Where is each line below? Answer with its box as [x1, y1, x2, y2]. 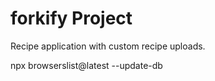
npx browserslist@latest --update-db [10, 59, 163, 71]
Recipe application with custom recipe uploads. [10, 40, 206, 52]
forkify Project [10, 7, 133, 30]
